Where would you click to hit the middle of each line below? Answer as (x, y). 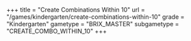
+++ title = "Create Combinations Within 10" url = (76, 10)
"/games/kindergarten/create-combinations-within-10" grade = (95, 17)
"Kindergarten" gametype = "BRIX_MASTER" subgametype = (93, 24)
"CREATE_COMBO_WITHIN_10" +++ (57, 31)
